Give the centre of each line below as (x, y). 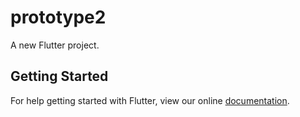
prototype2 (58, 17)
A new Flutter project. (55, 45)
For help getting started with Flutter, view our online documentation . (150, 100)
